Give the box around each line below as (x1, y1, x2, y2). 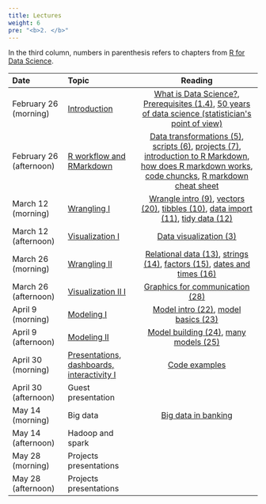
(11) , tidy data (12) (161, 213, 234, 224)
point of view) (171, 118, 223, 129)
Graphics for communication (143, 282, 250, 293)
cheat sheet (174, 180, 219, 191)
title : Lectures (8, 11, 62, 20)
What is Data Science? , (154, 89, 240, 100)
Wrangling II (67, 259, 112, 270)
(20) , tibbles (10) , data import (141, 203, 253, 214)
